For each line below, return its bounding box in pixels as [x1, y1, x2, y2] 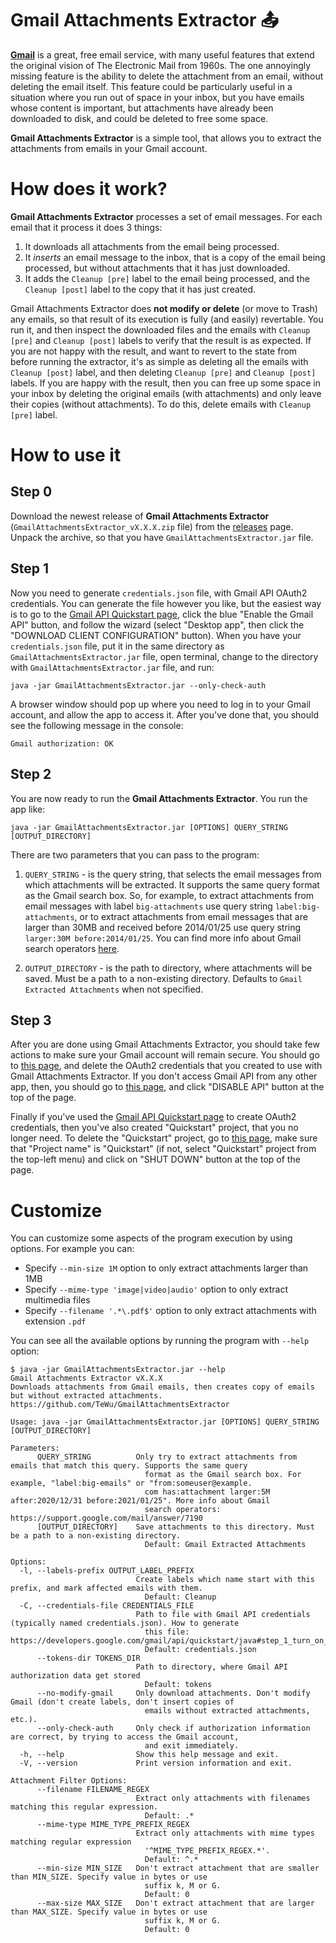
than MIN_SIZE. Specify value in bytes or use [10, 1872, 208, 1882]
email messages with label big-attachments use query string [24, 900, 273, 912]
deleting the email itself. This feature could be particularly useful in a [10, 80, 293, 92]
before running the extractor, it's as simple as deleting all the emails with [10, 355, 309, 367]
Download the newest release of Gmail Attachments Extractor [10, 510, 270, 522]
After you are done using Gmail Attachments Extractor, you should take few [10, 1038, 320, 1051]
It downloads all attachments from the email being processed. [24, 240, 280, 252]
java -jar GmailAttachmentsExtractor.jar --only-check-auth [10, 680, 267, 691]
